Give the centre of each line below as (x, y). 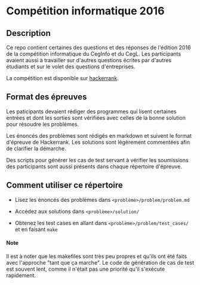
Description (28, 33)
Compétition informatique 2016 (85, 11)
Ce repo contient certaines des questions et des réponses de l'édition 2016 (99, 47)
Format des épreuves (47, 97)
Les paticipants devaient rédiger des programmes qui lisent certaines (92, 111)
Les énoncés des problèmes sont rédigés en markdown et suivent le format (99, 135)
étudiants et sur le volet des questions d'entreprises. (71, 66)
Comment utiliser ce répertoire (65, 185)
